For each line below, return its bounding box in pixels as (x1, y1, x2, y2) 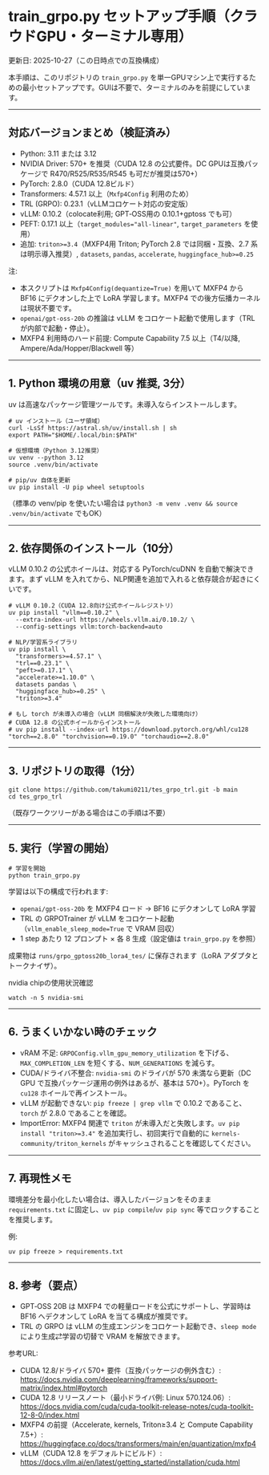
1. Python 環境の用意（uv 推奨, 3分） (8, 376, 191, 390)
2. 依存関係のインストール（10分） (8, 541, 180, 555)
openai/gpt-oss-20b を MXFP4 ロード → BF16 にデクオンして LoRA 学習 (19, 904, 256, 913)
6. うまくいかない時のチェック (8, 1025, 158, 1039)
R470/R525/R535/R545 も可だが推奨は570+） (50, 169, 203, 178)
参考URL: (8, 1349, 38, 1359)
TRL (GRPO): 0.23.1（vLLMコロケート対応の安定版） (19, 198, 193, 209)
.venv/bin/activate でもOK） (8, 508, 106, 518)
